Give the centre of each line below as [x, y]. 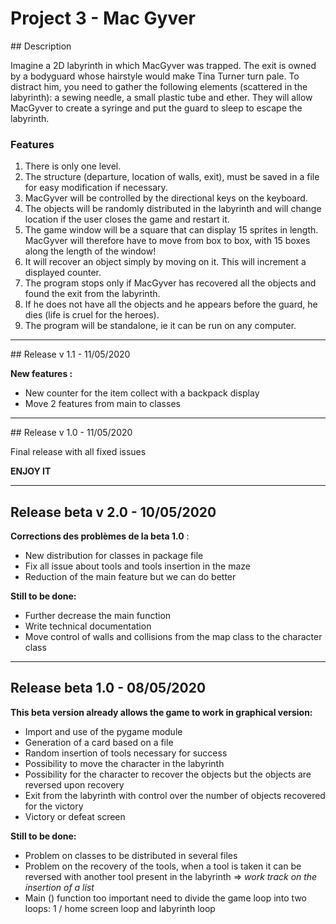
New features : [41, 374]
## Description [41, 46]
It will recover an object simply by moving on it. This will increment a [165, 262]
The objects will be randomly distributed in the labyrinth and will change [173, 209]
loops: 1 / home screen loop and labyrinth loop [120, 908]
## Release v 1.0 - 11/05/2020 [71, 433]
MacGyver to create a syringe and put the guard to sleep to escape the [156, 108]
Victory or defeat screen [75, 816]
